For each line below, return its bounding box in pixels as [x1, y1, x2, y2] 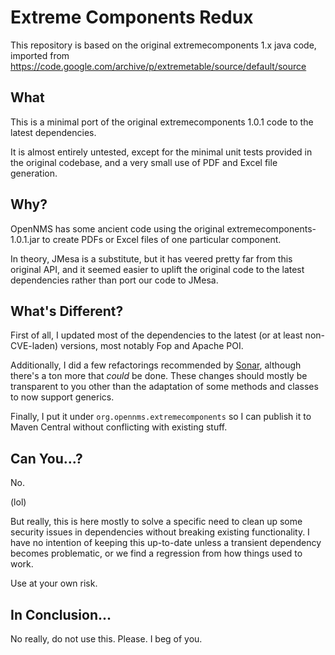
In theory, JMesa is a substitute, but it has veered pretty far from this [10, 252, 293, 265]
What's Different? [10, 302, 124, 320]
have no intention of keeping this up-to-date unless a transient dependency [10, 537, 322, 549]
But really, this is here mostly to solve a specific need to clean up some [10, 516, 303, 528]
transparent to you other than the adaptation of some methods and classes [10, 381, 319, 393]
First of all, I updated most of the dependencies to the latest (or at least [10, 329, 303, 341]
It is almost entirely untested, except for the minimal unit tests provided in [10, 146, 313, 158]
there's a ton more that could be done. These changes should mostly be [10, 370, 308, 382]
